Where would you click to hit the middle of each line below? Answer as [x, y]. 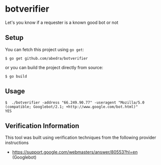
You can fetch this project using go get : [45, 49]
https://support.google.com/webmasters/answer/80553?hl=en [75, 152]
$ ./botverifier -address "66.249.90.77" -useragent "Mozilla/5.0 [75, 102]
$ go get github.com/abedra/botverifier [47, 58]
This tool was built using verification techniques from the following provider [81, 138]
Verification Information [42, 126]
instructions [17, 143]
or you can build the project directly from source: [54, 67]
